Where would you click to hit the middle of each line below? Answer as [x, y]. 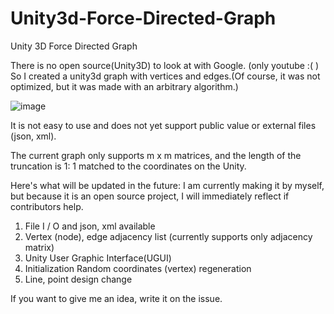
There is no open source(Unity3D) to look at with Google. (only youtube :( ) [165, 65]
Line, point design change [78, 279]
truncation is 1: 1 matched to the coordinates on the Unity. [128, 166]
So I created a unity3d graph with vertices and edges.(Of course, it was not [165, 76]
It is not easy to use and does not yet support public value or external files [163, 125]
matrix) [39, 247]
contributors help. [47, 206]
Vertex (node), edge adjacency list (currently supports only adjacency [168, 236]
